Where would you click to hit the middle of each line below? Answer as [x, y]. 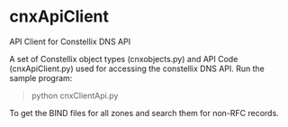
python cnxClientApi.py [75, 95]
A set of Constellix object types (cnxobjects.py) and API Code [124, 59]
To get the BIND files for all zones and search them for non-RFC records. [144, 113]
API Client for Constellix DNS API [70, 41]
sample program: [41, 77]
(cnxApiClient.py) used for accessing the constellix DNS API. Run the [137, 68]
